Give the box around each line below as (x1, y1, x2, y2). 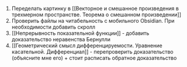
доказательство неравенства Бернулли (11, 36, 111, 43)
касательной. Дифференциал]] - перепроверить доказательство (11, 48, 174, 55)
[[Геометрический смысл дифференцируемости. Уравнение (11, 42, 162, 49)
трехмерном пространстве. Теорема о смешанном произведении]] (11, 11, 182, 18)
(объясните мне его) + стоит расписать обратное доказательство (11, 55, 177, 61)
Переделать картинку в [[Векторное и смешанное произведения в (11, 5, 179, 12)
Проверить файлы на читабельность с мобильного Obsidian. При (11, 17, 175, 24)
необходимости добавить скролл (11, 23, 95, 30)
